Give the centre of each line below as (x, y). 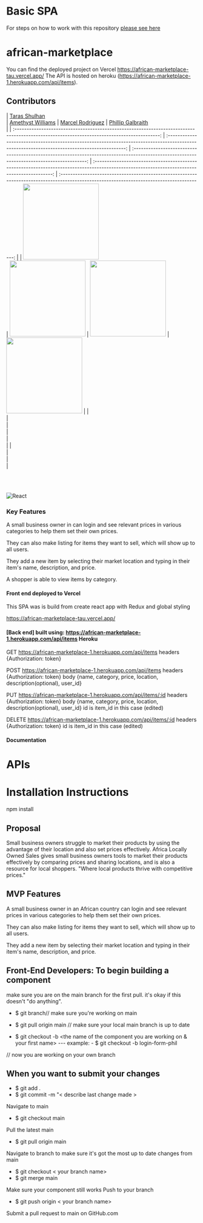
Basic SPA (32, 11)
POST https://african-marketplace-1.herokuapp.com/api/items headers (95, 670)
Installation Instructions (68, 792)
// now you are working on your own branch (61, 1054)
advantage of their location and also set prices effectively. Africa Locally (97, 849)
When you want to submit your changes (83, 1073)
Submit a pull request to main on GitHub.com (62, 1213)
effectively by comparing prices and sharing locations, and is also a (91, 862)
